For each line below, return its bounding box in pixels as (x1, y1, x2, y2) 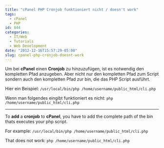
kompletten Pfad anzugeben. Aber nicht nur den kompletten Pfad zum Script (5, 71, 159, 77)
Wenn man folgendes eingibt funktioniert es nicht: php (5, 95, 113, 101)
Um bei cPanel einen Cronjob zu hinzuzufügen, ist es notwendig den (5, 66, 144, 72)
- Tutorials (9, 39, 34, 44)
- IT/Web (9, 35, 27, 40)
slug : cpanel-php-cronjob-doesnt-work (5, 52, 84, 58)
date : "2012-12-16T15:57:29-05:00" (5, 48, 78, 53)
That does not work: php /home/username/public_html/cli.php (5, 138, 130, 144)
